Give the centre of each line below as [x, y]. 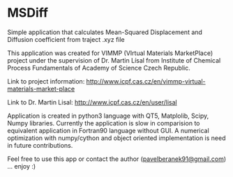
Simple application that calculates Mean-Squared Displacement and [105, 32]
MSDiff [28, 13]
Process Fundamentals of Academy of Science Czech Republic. [99, 68]
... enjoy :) [22, 166]
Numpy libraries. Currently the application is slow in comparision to [104, 123]
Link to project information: [46, 81]
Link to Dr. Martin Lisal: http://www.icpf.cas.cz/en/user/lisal [92, 102]
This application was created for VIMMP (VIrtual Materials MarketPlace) [110, 53]
